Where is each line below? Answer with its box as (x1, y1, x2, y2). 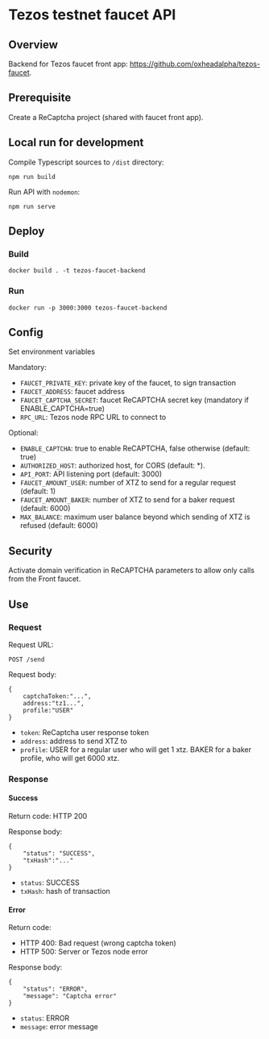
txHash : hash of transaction (19, 887, 110, 896)
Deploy (8, 224, 45, 239)
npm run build (8, 172, 56, 181)
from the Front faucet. (8, 574, 81, 584)
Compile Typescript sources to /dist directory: (8, 157, 164, 167)
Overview (8, 38, 59, 52)
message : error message (19, 1022, 98, 1032)
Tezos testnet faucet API (8, 6, 176, 24)
